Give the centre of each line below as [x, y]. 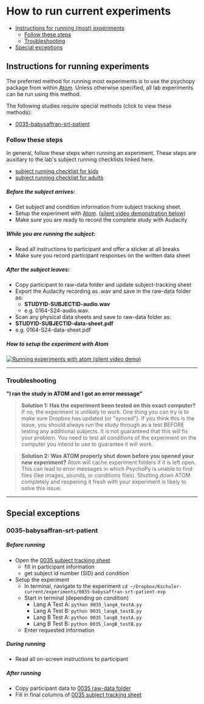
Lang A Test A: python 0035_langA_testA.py [88, 604]
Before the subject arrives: [41, 191]
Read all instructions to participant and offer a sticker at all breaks [97, 249]
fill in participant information [59, 567]
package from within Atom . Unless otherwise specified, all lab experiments [100, 87]
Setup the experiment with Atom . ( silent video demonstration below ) [100, 213]
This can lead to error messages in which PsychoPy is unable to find [107, 469]
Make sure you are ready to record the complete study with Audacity [101, 220]
